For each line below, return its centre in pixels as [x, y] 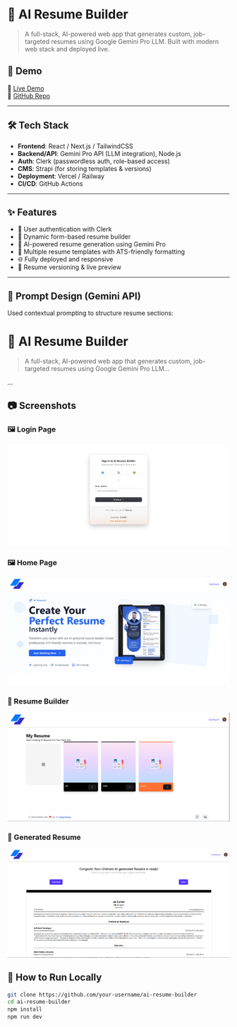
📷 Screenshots [42, 405]
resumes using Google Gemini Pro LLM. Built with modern [135, 41]
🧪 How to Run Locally [55, 978]
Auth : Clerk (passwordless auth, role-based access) [94, 161]
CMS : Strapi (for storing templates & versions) [84, 168]
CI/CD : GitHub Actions [50, 184]
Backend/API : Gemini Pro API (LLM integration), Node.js [99, 153]
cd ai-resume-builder [39, 1002]
